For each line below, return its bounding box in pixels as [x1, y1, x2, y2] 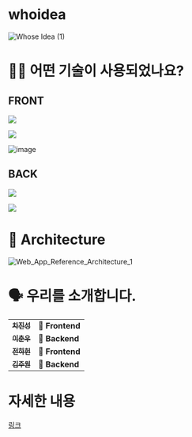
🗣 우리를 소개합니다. [8, 287, 137, 305]
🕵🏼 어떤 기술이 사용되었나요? [8, 62, 184, 80]
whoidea [8, 6, 66, 24]
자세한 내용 [8, 393, 76, 411]
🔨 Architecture [8, 230, 106, 249]
